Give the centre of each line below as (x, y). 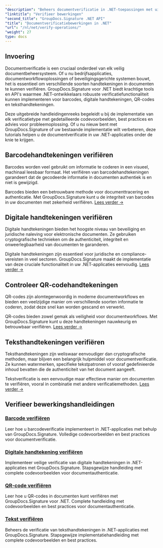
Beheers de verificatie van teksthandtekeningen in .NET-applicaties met (77, 529)
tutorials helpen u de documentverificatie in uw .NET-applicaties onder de (79, 134)
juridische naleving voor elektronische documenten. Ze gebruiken (71, 234)
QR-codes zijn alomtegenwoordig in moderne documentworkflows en (75, 297)
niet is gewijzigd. (22, 182)
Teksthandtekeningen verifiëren (55, 342)
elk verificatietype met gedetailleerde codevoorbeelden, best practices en (79, 119)
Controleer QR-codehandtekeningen (62, 285)
